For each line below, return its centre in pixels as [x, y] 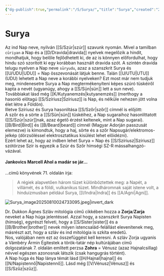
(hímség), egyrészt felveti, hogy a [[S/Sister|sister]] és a [61, 222]
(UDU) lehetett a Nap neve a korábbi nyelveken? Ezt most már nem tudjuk [79, 78]
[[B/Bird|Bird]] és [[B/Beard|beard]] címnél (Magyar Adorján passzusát [76, 125]
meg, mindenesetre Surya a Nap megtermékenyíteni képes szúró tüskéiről [80, 83]
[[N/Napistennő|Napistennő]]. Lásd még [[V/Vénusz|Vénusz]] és [70, 263]
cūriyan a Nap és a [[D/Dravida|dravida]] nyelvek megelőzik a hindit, [74, 52]
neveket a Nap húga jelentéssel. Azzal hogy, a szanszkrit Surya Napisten [78, 217]
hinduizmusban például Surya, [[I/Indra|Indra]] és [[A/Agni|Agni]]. [83, 193]
